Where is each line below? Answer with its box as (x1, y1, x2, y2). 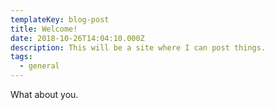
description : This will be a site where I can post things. (10, 42, 267, 53)
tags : (10, 52, 33, 62)
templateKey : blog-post (10, 14, 110, 25)
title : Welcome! (10, 24, 78, 34)
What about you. (10, 89, 79, 100)
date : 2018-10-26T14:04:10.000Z (10, 33, 145, 43)
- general (19, 61, 60, 71)
